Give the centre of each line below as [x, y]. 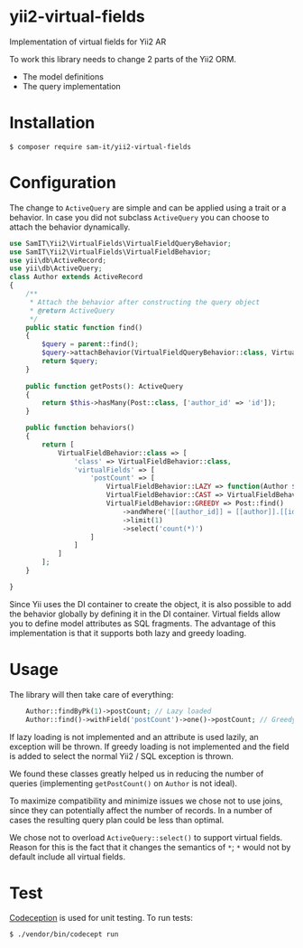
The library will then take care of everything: [92, 694]
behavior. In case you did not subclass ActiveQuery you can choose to [139, 217]
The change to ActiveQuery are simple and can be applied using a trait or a [148, 207]
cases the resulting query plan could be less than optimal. [117, 820]
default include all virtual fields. [68, 857]
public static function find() [84, 327]
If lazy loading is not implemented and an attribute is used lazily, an [134, 737]
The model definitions [63, 76]
